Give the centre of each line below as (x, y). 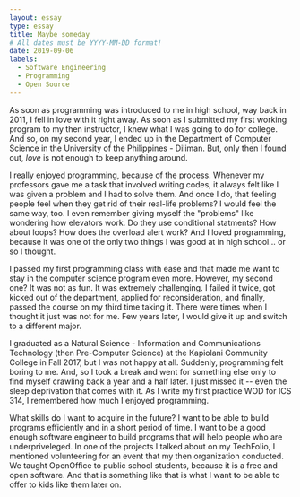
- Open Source (43, 84)
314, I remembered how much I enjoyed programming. (109, 400)
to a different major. (46, 326)
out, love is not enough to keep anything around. (99, 157)
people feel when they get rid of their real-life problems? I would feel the (143, 204)
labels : (24, 59)
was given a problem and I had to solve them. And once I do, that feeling (143, 194)
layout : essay (36, 17)
